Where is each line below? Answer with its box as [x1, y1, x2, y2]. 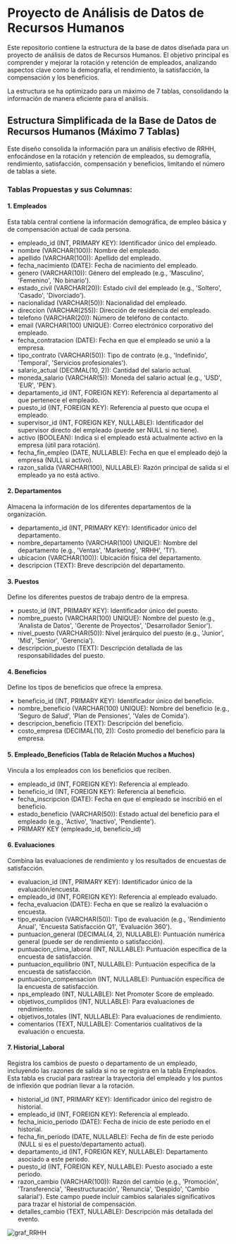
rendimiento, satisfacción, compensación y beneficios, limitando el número [7, 159, 225, 168]
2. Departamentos [7, 487, 62, 495]
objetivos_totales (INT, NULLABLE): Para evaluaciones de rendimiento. [17, 1012, 222, 1021]
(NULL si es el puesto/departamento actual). [17, 1140, 147, 1149]
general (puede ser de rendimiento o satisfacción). [17, 937, 165, 945]
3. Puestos [7, 577, 39, 585]
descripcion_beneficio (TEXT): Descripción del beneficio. [17, 719, 184, 728]
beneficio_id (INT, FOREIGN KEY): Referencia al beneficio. [17, 787, 186, 795]
